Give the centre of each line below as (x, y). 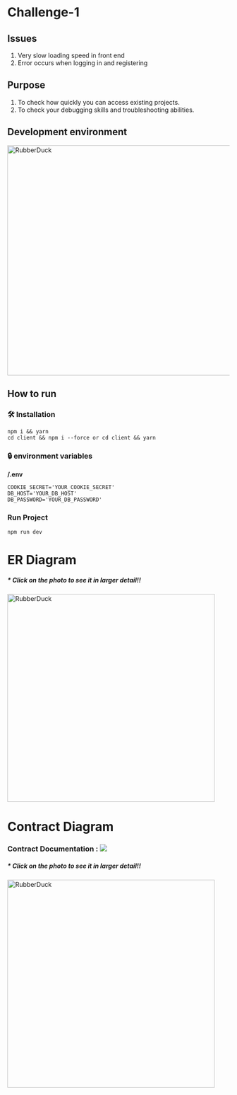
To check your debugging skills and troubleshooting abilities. (106, 110)
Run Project (28, 517)
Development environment (67, 132)
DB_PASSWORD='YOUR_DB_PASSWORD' (55, 500)
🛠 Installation (31, 414)
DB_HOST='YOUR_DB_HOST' (42, 493)
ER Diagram (42, 560)
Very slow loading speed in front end (71, 55)
